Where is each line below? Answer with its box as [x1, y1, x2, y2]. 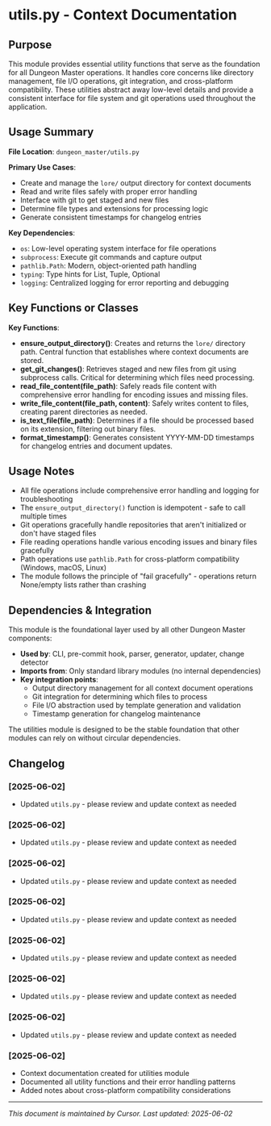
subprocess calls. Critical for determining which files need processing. [19, 373, 255, 382]
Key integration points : [19, 675, 98, 685]
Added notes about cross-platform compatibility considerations [19, 1086, 231, 1095]
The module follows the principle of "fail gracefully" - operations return [19, 571, 256, 582]
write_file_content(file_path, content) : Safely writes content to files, [19, 398, 249, 408]
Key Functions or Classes [8, 301, 139, 315]
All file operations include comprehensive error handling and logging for [19, 486, 260, 495]
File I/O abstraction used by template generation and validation [31, 700, 242, 711]
